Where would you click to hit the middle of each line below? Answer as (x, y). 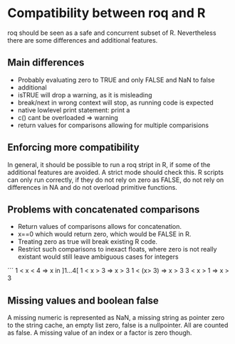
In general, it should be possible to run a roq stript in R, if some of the (109, 164)
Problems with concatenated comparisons (104, 209)
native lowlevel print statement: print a (74, 110)
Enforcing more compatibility (74, 147)
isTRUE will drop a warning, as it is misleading (85, 95)
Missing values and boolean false (83, 300)
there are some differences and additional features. (83, 40)
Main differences (46, 63)
